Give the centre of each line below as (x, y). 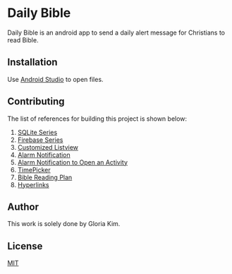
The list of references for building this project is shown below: (97, 119)
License (25, 246)
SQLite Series (37, 132)
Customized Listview (48, 147)
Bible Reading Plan (45, 177)
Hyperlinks (33, 184)
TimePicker (34, 169)
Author (23, 207)
